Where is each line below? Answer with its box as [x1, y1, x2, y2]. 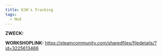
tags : [5, 12, 17, 17]
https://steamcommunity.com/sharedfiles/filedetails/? [45, 40, 157, 46]
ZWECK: [5, 30, 24, 36]
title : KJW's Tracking [5, 7, 53, 12]
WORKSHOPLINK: [5, 40, 44, 46]
